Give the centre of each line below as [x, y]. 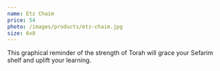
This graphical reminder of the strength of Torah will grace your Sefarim [110, 53]
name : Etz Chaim [31, 14]
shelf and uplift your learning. [49, 61]
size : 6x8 [22, 33]
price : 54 [22, 20]
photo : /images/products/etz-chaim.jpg [65, 26]
